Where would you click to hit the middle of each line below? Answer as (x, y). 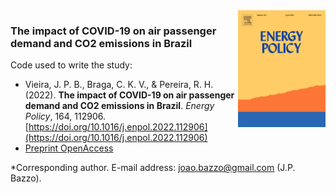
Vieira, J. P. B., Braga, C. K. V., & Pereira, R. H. (119, 85)
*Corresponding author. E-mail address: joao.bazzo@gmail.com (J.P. (153, 168)
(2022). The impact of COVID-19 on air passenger (129, 95)
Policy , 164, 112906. (65, 116)
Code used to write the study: (71, 65)
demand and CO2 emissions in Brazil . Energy (119, 106)
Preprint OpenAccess (69, 148)
